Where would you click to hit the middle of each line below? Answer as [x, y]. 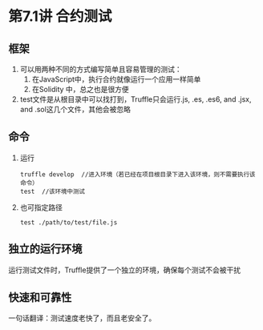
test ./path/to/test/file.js [69, 222]
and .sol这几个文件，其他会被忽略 [75, 109]
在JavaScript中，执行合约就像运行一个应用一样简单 [116, 79]
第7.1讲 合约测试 [60, 16]
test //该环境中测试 [53, 191]
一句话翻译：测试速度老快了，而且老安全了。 [82, 318]
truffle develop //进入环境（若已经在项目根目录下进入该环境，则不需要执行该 [138, 174]
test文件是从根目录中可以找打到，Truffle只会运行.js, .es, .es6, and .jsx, [136, 99]
